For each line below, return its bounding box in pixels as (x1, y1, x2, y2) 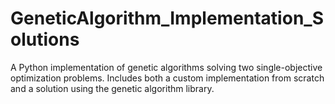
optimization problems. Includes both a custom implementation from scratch (10, 72, 325, 84)
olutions (10, 28, 80, 51)
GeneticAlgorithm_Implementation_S (10, 7, 324, 30)
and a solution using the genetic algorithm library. (10, 82, 215, 94)
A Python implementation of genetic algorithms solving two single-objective (10, 61, 323, 73)
